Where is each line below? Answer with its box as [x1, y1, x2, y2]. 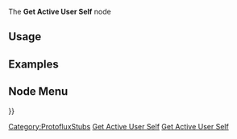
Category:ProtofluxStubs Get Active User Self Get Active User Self [8, 121, 230, 131]
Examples [8, 57, 59, 71]
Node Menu [8, 84, 69, 99]
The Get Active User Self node [8, 7, 111, 16]
